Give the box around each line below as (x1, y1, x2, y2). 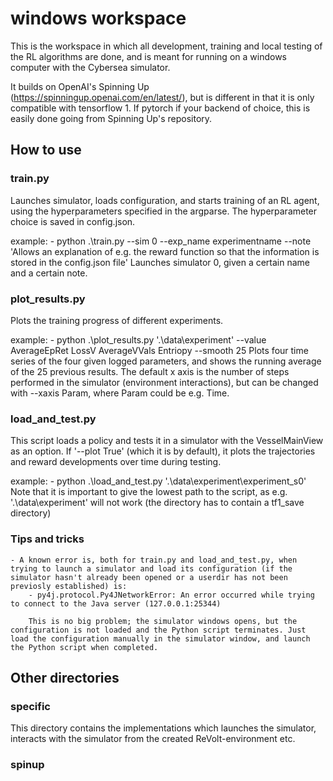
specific (10, 699, 51, 713)
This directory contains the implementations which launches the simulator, (10, 722, 317, 734)
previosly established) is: (10, 581, 128, 591)
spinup (10, 758, 45, 772)
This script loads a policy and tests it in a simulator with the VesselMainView (10, 435, 324, 447)
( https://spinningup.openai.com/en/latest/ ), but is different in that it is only (10, 91, 315, 103)
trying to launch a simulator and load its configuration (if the (10, 563, 293, 574)
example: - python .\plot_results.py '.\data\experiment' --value (10, 333, 267, 346)
